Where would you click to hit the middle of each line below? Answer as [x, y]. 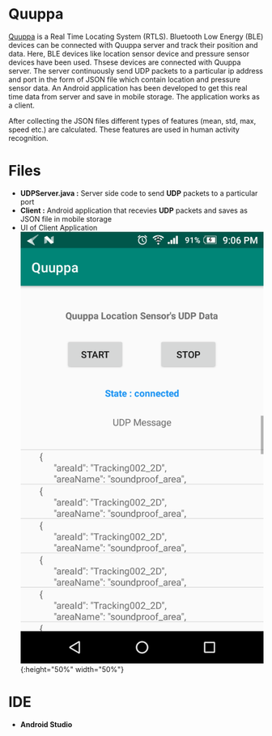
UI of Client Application [59, 227]
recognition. [28, 137]
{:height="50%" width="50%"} [72, 669]
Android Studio [46, 724]
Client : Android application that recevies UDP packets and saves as [134, 210]
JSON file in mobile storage [66, 218]
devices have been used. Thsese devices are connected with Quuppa [125, 62]
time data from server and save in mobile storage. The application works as [134, 96]
